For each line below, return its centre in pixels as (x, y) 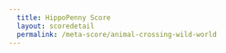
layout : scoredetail (56, 26)
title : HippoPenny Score (64, 18)
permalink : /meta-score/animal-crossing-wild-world (117, 34)
